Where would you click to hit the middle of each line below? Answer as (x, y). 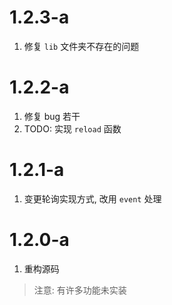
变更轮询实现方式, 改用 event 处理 (92, 198)
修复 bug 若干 (52, 116)
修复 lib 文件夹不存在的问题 (81, 46)
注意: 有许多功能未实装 (80, 290)
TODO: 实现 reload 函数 (72, 128)
